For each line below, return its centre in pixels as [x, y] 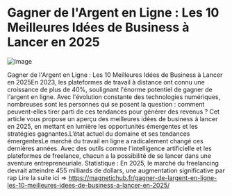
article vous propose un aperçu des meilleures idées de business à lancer [113, 118]
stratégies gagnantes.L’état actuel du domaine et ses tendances [99, 134]
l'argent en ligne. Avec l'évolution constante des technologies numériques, [114, 97]
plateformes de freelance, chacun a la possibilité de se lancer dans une [109, 155]
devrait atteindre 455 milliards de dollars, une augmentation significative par [116, 170]
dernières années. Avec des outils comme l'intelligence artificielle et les [109, 148]
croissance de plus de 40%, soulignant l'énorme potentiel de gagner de [110, 89]
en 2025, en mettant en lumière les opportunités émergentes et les [102, 126]
